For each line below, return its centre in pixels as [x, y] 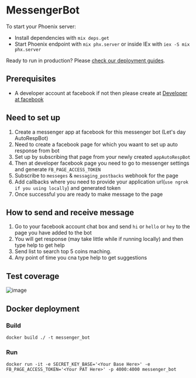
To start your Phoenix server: [41, 26]
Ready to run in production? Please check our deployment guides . [86, 60]
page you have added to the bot [53, 233]
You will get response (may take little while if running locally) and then [99, 239]
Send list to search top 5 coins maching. [63, 251]
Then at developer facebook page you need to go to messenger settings [102, 163]
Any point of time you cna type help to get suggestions [81, 258]
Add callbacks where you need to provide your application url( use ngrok [102, 182]
